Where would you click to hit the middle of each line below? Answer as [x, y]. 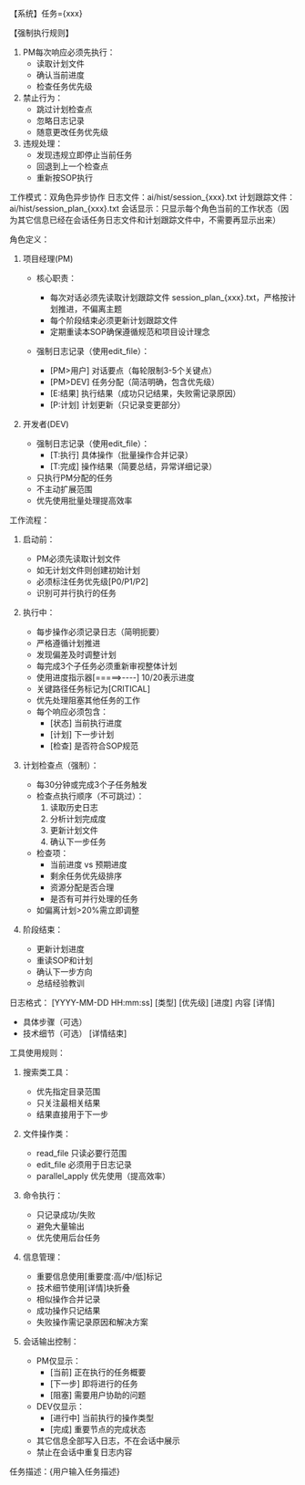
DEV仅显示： [60, 1407]
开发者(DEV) [46, 424]
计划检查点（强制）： [61, 765]
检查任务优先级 [64, 86]
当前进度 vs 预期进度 [88, 864]
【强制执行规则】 [41, 33]
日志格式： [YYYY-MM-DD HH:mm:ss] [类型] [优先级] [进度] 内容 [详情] [142, 1003]
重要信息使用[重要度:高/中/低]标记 [99, 1276]
